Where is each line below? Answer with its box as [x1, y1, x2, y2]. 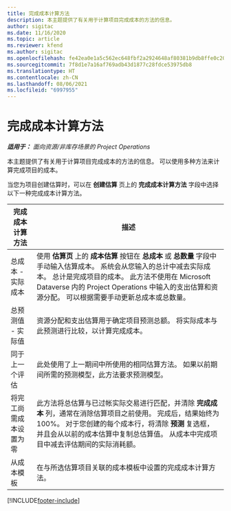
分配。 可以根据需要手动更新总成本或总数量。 [43, 293, 190, 303]
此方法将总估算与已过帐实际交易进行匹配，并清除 [36, 398, 195, 408]
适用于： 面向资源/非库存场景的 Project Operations [7, 142, 151, 151]
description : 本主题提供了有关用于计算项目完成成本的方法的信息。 [7, 17, 175, 23]
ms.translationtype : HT [7, 67, 76, 74]
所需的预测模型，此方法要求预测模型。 [43, 370, 168, 380]
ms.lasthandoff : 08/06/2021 [7, 80, 88, 87]
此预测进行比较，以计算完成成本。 [36, 326, 147, 336]
